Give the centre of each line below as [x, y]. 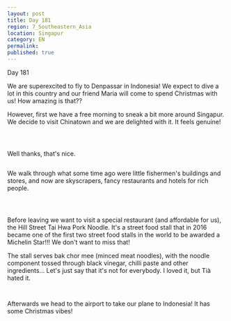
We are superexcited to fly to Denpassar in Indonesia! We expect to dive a [113, 86]
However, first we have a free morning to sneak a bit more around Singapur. [116, 114]
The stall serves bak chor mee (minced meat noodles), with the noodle [109, 255]
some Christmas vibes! [40, 311]
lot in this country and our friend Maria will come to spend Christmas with [112, 93]
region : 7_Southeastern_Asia [49, 27]
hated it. [19, 278]
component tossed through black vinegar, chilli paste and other [98, 263]
